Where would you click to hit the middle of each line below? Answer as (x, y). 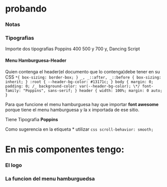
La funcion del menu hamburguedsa (50, 178)
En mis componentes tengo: (65, 149)
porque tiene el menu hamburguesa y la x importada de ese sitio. (72, 110)
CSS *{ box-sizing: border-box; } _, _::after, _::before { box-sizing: (83, 77)
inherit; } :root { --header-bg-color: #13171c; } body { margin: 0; (79, 82)
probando (26, 9)
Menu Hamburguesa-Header (36, 60)
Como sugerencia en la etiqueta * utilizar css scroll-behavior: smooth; (79, 129)
